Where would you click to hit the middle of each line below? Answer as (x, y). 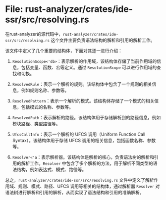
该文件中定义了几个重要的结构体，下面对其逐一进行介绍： (64, 50)
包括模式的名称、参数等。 (47, 107)
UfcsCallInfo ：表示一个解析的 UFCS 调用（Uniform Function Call (79, 134)
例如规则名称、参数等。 (45, 90)
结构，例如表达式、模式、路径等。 (52, 169)
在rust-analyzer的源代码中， (34, 34)
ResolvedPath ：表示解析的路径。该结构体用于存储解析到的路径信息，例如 (86, 117)
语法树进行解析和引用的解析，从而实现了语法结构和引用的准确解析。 (75, 192)
